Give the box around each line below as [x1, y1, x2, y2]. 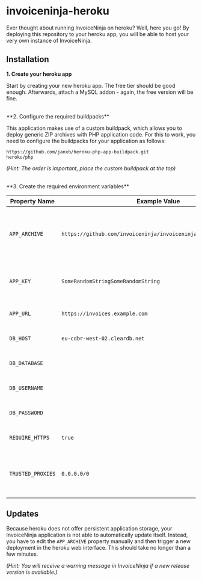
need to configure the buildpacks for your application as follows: [6, 137, 167, 144]
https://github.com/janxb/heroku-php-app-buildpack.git [6, 149, 149, 155]
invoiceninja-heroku [6, 4, 109, 18]
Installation [6, 54, 49, 64]
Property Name [10, 197, 55, 205]
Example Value [136, 197, 180, 205]
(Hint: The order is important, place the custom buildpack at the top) [6, 164, 176, 172]
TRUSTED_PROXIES [9, 470, 56, 477]
